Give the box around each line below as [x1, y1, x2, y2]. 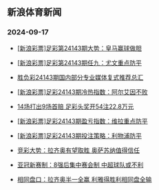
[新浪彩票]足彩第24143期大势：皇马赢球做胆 [17, 44, 142, 52]
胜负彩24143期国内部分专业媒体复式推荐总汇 [17, 73, 144, 81]
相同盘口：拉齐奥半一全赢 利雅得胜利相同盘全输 [17, 175, 152, 183]
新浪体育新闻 [7, 6, 62, 19]
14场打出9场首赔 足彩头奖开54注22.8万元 [17, 102, 134, 110]
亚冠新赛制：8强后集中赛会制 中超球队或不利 [17, 161, 144, 169]
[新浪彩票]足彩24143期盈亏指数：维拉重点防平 [17, 117, 148, 125]
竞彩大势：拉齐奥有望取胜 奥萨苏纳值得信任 [17, 146, 140, 154]
